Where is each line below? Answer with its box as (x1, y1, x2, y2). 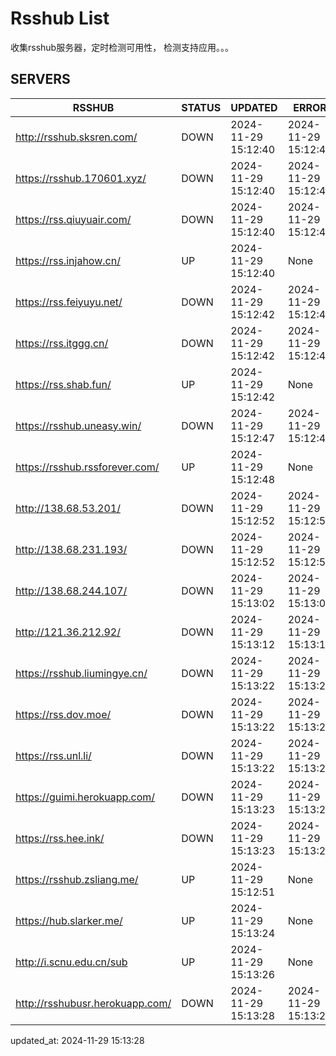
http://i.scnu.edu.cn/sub (15, 955, 128, 969)
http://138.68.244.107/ (15, 583, 128, 597)
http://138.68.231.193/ (15, 542, 128, 556)
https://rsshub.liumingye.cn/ (15, 666, 148, 680)
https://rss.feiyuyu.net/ (15, 295, 123, 309)
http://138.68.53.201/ (15, 501, 121, 515)
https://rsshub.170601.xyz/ (15, 171, 147, 185)
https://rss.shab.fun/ (15, 377, 112, 391)
